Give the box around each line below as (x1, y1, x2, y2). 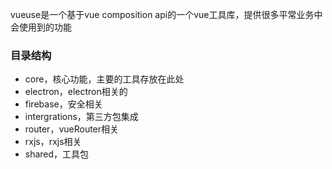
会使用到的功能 (10, 21, 72, 33)
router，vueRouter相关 (24, 123, 120, 135)
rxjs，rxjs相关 (24, 136, 82, 148)
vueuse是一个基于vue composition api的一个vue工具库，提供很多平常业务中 (10, 9, 323, 20)
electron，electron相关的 (24, 86, 128, 98)
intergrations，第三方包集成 (24, 111, 139, 123)
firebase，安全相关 (24, 98, 103, 110)
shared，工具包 (24, 148, 90, 160)
